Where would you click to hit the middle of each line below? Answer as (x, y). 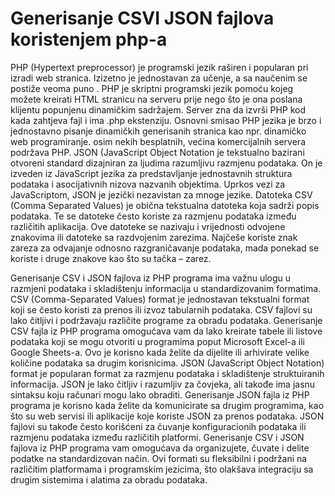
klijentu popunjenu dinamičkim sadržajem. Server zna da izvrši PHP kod (158, 109)
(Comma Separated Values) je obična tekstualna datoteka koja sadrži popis (165, 205)
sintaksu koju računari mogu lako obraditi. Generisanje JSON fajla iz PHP (160, 394)
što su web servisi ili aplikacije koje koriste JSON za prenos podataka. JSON (167, 416)
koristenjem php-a (89, 39)
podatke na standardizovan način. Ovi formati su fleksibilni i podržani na (159, 458)
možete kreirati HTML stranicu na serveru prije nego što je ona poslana (156, 99)
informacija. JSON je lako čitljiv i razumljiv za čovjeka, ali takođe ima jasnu (163, 384)
